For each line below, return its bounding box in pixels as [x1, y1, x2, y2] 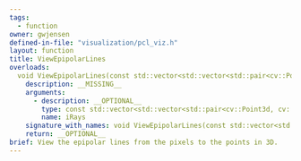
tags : [9, 13, 30, 22]
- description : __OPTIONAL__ [32, 96, 142, 106]
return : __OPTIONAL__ [25, 130, 106, 139]
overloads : [9, 64, 50, 72]
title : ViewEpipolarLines [9, 55, 106, 64]
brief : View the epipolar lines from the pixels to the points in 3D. [9, 138, 279, 147]
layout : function [9, 47, 74, 55]
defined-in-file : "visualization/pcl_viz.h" [9, 38, 178, 47]
